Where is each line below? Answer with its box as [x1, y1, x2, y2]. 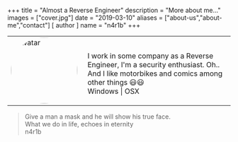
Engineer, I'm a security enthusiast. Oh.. [87, 59, 220, 69]
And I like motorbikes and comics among [87, 69, 223, 78]
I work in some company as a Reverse [87, 51, 214, 61]
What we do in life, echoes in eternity [24, 120, 134, 128]
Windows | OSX [87, 86, 140, 96]
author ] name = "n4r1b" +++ [55, 21, 140, 29]
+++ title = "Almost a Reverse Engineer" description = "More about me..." [7, 6, 221, 14]
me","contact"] [7, 21, 51, 29]
